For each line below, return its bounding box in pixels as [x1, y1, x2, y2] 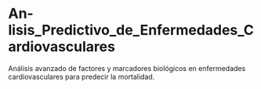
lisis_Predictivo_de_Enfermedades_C [8, 21, 255, 39]
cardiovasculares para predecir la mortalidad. [8, 72, 155, 81]
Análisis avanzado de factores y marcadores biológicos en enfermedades [8, 63, 246, 73]
